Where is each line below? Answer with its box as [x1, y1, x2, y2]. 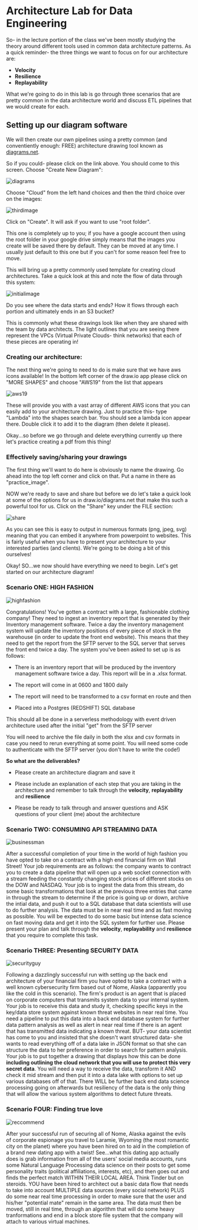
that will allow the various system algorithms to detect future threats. [6, 1091, 173, 1098]
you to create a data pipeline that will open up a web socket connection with [6, 869, 192, 876]
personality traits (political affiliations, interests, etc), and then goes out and [6, 1167, 190, 1174]
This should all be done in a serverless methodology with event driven [6, 716, 177, 723]
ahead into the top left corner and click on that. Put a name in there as [6, 472, 176, 479]
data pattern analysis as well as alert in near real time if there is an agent [6, 1022, 182, 1029]
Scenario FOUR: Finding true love [6, 1105, 103, 1114]
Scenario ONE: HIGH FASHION [6, 583, 94, 592]
